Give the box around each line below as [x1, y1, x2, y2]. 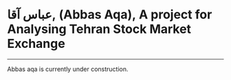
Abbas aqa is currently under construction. [7, 65, 129, 73]
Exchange [7, 36, 65, 51]
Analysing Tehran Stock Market [7, 21, 191, 37]
